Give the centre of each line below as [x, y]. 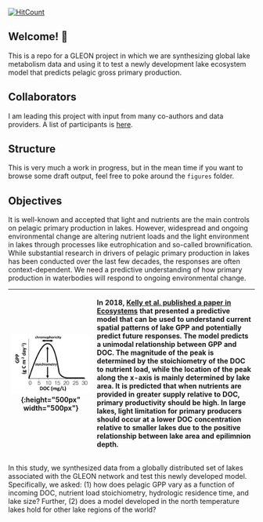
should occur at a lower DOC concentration [169, 419]
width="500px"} [51, 408]
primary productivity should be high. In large [171, 402]
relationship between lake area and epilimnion [174, 436]
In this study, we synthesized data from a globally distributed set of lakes [126, 468]
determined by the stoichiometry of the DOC [171, 360]
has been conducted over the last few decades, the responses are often [124, 261]
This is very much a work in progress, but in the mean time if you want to [126, 168]
